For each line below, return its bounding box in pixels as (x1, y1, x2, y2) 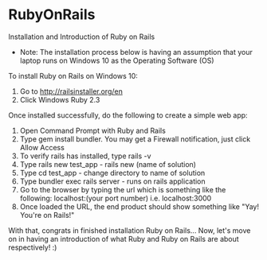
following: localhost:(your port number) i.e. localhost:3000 (19, 193, 212, 203)
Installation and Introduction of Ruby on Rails (8, 32, 155, 41)
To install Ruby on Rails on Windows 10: (8, 71, 138, 80)
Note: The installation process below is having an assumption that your (19, 47, 253, 56)
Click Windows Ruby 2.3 (19, 95, 100, 104)
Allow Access (19, 142, 65, 152)
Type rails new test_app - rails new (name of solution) (19, 159, 197, 169)
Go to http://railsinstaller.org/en (19, 86, 124, 96)
